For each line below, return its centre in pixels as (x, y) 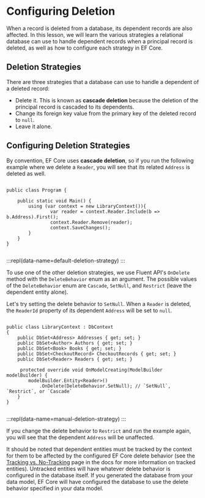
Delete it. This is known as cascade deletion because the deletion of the (107, 100)
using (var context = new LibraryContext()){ (88, 206)
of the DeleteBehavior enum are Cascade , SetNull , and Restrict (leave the (99, 285)
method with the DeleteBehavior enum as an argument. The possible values (102, 279)
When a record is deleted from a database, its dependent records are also (99, 28)
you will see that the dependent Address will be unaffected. (80, 437)
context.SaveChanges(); (80, 228)
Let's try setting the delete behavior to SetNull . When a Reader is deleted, (99, 304)
